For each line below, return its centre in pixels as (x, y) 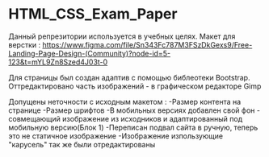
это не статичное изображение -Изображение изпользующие (116, 136)
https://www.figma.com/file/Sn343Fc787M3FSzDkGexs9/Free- (147, 44)
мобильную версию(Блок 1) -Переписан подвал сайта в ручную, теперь (133, 127)
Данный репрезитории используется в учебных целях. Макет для (122, 36)
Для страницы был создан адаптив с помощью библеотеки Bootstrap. (129, 77)
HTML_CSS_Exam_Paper (93, 14)
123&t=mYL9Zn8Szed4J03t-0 (58, 62)
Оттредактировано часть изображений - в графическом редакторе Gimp (135, 86)
